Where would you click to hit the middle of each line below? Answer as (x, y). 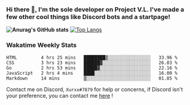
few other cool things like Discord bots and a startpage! (88, 17)
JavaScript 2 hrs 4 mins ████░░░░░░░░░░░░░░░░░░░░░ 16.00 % (92, 73)
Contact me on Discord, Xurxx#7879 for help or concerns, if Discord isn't (95, 89)
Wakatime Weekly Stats (42, 45)
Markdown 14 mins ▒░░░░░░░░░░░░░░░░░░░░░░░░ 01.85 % (92, 78)
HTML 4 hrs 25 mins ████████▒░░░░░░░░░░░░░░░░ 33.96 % (92, 58)
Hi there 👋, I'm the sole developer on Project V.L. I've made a (95, 9)
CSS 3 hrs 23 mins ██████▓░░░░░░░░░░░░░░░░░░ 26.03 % (92, 63)
